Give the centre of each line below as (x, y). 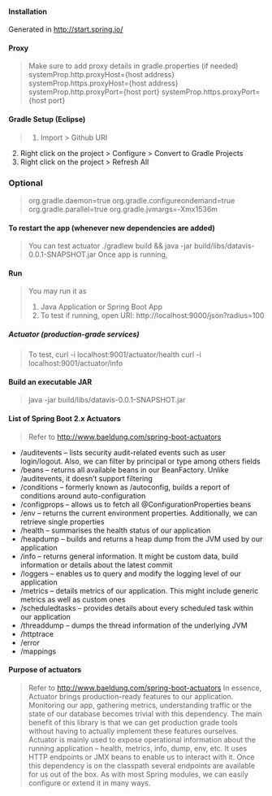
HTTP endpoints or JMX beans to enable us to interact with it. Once (141, 757)
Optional (26, 183)
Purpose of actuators (45, 670)
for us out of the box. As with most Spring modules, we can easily (138, 774)
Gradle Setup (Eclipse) (47, 119)
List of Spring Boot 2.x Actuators (65, 419)
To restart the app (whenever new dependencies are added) (112, 228)
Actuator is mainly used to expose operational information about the (142, 739)
